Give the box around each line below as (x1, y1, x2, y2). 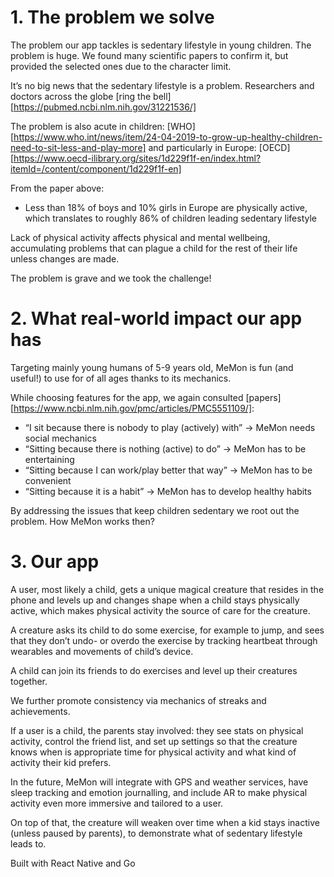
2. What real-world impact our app (10, 307, 303, 330)
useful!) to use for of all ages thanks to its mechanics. (10, 372, 232, 384)
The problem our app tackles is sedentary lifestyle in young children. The (10, 39, 312, 51)
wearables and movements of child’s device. (10, 645, 194, 657)
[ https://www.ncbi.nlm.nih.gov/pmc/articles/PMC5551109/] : (10, 402, 255, 414)
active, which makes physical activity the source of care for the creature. (10, 604, 311, 616)
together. (10, 675, 48, 687)
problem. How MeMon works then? (10, 515, 155, 527)
